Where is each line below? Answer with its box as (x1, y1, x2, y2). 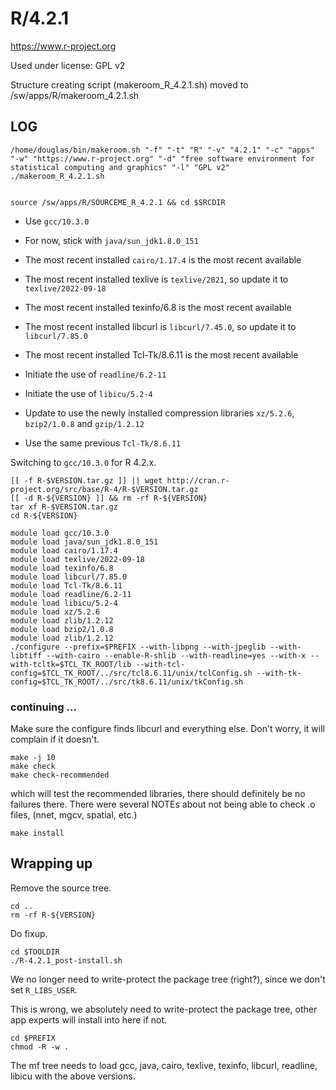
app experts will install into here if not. (10, 1013, 168, 1026)
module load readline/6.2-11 (10, 589, 132, 599)
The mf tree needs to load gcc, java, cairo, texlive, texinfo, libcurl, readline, (10, 1059, 318, 1071)
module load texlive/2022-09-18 (10, 554, 145, 564)
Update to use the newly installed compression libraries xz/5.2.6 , (24, 407, 295, 419)
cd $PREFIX (10, 1033, 56, 1043)
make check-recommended (10, 770, 110, 781)
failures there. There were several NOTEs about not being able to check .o (10, 798, 316, 811)
